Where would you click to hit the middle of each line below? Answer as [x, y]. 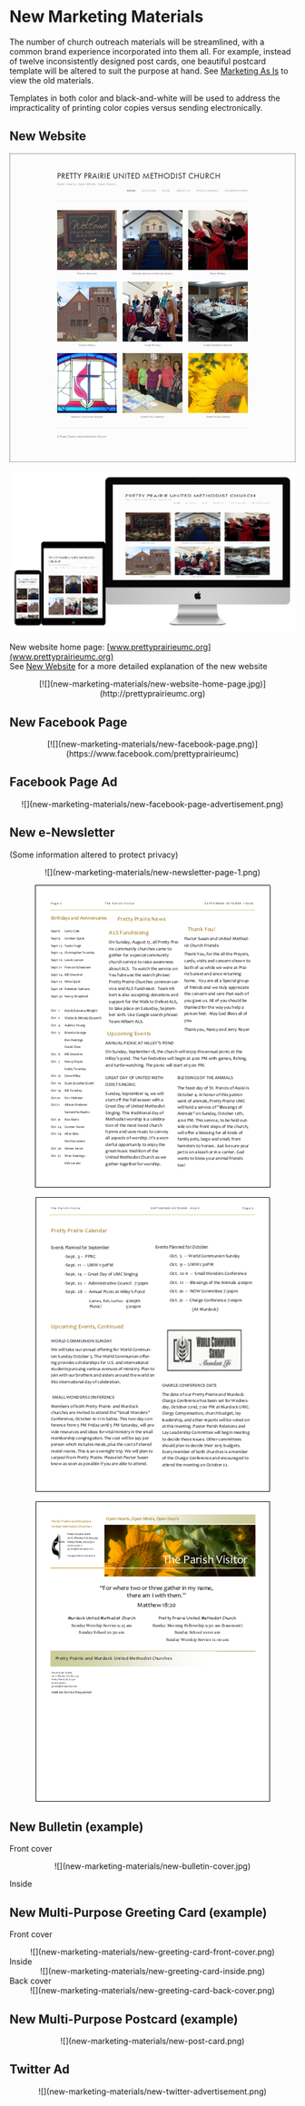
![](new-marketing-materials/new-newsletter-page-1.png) [152, 872]
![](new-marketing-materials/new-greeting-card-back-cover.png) [152, 1991]
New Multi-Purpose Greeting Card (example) [138, 1912]
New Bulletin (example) [76, 1827]
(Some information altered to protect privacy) [94, 855]
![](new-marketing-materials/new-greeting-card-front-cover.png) [152, 1952]
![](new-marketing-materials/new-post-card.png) [152, 2042]
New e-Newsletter [62, 833]
